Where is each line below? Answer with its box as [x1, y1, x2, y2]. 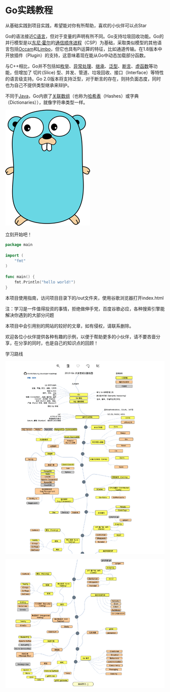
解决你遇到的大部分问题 [5, 312, 54, 318]
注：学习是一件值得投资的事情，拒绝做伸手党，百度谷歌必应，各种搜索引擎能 [5, 305, 165, 311]
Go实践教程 [5, 5, 53, 16]
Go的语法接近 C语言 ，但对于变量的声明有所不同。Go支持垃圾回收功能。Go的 [5, 33, 164, 39]
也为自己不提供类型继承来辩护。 [5, 82, 72, 88]
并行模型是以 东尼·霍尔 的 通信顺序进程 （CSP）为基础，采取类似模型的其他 [5, 39, 158, 46]
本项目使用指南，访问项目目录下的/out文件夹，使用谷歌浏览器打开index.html [5, 295, 164, 301]
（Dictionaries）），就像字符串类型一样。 [5, 99, 88, 105]
